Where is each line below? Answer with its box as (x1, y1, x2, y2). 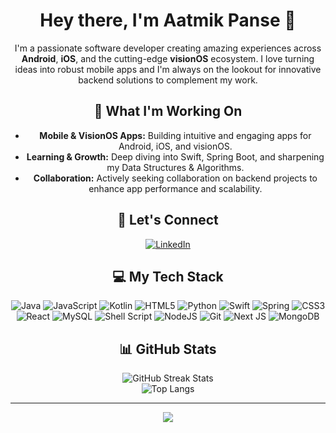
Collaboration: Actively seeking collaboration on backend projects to (33, 172, 318, 184)
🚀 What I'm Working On (93, 103, 243, 120)
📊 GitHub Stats (119, 340, 217, 358)
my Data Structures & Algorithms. (106, 161, 245, 173)
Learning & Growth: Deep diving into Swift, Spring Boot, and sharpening (26, 150, 325, 163)
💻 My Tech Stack (112, 268, 224, 285)
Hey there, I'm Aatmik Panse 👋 (39, 9, 297, 32)
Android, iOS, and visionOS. (118, 140, 233, 152)
